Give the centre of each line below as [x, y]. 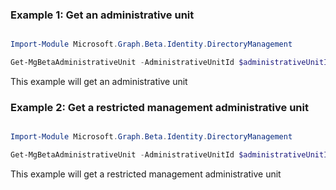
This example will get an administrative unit [99, 82]
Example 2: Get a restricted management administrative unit [159, 107]
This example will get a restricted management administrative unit [146, 174]
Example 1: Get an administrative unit [102, 15]
